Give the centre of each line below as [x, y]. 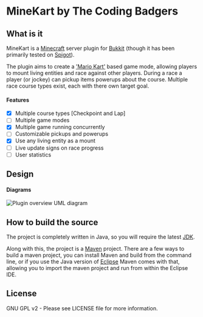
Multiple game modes [42, 120]
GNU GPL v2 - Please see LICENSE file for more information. [82, 308]
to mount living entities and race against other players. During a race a [94, 73]
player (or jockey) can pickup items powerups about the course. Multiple [97, 79]
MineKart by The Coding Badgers [92, 11]
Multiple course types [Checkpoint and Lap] [70, 113]
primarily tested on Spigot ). [40, 55]
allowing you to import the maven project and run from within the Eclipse [97, 268]
